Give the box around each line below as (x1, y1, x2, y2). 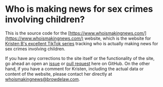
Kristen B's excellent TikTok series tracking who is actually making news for (5, 40, 159, 46)
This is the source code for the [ (5, 30, 70, 36)
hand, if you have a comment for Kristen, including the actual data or (5, 65, 144, 72)
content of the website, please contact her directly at (5, 71, 112, 77)
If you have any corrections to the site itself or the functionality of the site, (5, 55, 155, 61)
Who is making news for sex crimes (5, 3, 153, 15)
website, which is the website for (84, 35, 151, 41)
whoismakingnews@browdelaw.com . (5, 76, 80, 82)
